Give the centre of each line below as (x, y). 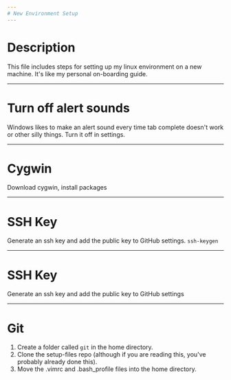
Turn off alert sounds (69, 108)
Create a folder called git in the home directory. (85, 347)
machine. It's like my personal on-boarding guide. (77, 74)
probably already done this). (57, 362)
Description (41, 47)
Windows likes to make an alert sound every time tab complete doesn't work (115, 127)
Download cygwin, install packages (57, 188)
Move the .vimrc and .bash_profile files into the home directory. (107, 369)
